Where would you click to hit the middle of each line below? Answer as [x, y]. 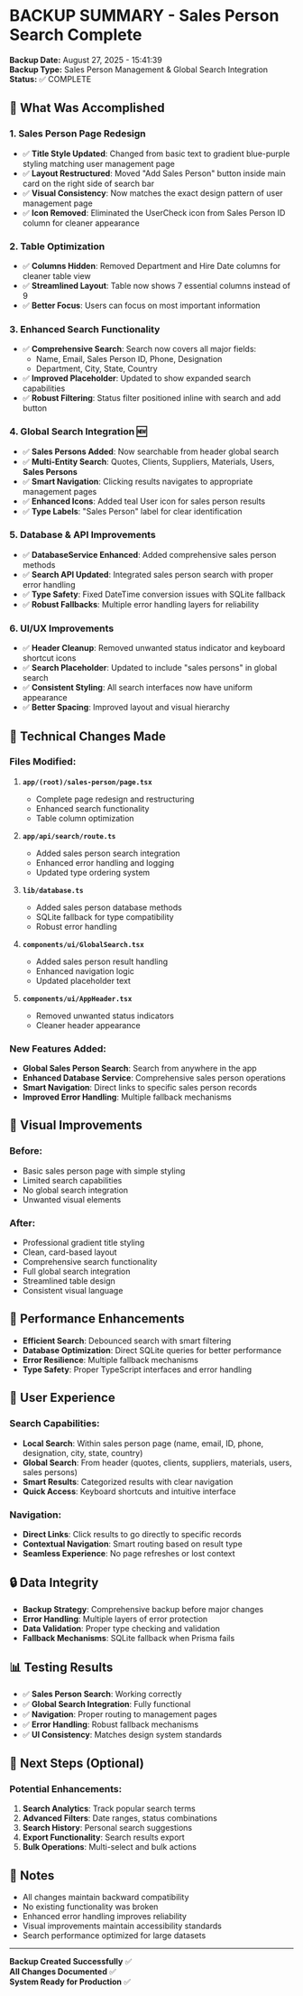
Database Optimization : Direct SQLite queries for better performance [152, 1350]
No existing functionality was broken [90, 1907]
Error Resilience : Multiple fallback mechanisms [110, 1360]
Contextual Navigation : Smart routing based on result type [133, 1544]
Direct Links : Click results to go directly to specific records [132, 1534]
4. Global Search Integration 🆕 [78, 432]
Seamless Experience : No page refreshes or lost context [129, 1553]
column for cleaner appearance [81, 223]
